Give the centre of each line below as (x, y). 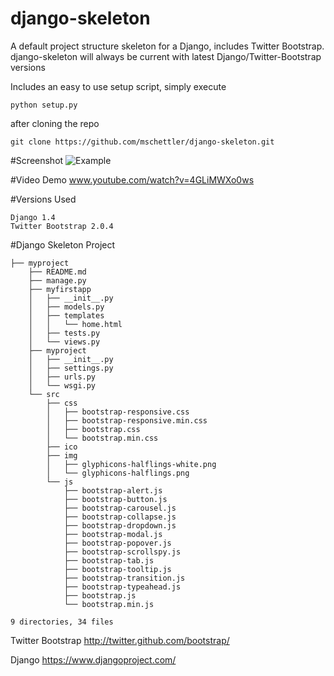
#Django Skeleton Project (63, 244)
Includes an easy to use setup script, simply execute (118, 86)
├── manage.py (57, 280)
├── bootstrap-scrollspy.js (122, 552)
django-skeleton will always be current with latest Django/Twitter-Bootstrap (166, 56)
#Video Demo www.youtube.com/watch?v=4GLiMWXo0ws (132, 179)
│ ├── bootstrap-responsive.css (118, 412)
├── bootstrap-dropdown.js (120, 525)
